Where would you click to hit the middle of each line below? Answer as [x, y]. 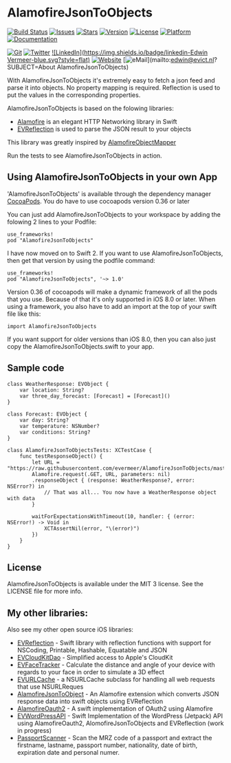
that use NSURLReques [50, 687]
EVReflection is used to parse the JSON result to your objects [104, 129]
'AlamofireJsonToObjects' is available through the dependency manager [109, 193]
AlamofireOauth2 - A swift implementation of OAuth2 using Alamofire [115, 709]
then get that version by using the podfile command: [81, 260]
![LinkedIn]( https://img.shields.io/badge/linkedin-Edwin [130, 52]
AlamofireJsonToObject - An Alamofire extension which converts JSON [118, 694]
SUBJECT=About [31, 67]
